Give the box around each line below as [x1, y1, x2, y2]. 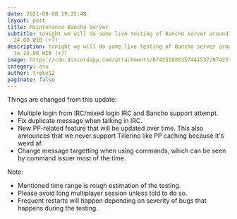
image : [7, 57, 27, 64]
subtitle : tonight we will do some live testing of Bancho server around [7, 30, 229, 37]
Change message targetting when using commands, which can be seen [17, 146, 226, 155]
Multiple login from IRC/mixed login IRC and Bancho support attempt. [17, 109, 219, 117]
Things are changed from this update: [7, 95, 117, 104]
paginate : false [7, 76, 55, 83]
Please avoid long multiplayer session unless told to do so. [17, 189, 188, 198]
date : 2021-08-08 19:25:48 [7, 10, 87, 18]
